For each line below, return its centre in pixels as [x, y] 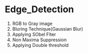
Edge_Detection [39, 9]
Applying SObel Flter [34, 34]
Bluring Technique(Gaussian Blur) [48, 29]
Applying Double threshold [40, 45]
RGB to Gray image [32, 23]
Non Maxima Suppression [39, 40]
